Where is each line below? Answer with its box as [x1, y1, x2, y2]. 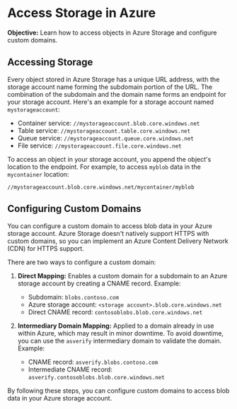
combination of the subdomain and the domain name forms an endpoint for [7, 90, 226, 98]
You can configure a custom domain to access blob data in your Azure [7, 221, 212, 230]
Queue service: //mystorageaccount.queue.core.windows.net [17, 134, 195, 142]
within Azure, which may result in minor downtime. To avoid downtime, [17, 328, 224, 337]
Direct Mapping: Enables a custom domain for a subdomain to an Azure [17, 271, 228, 280]
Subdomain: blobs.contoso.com [28, 292, 119, 301]
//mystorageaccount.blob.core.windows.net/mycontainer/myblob [7, 184, 195, 191]
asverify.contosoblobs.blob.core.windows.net [28, 374, 165, 381]
